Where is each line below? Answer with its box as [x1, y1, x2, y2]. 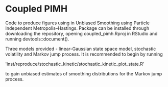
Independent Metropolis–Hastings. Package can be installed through [5, 25, 150, 31]
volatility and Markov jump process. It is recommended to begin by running [5, 51, 163, 57]
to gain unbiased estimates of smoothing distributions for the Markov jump [5, 70, 162, 76]
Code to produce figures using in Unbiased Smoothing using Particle [5, 20, 150, 26]
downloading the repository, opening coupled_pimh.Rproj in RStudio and [5, 30, 158, 36]
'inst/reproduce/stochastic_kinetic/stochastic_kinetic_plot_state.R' [5, 61, 145, 67]
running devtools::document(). [5, 36, 69, 42]
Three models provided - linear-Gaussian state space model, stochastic [5, 46, 156, 52]
